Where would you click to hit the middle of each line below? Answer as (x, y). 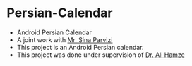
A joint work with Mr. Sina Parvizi (65, 39)
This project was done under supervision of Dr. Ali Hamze (101, 55)
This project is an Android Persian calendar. (80, 47)
